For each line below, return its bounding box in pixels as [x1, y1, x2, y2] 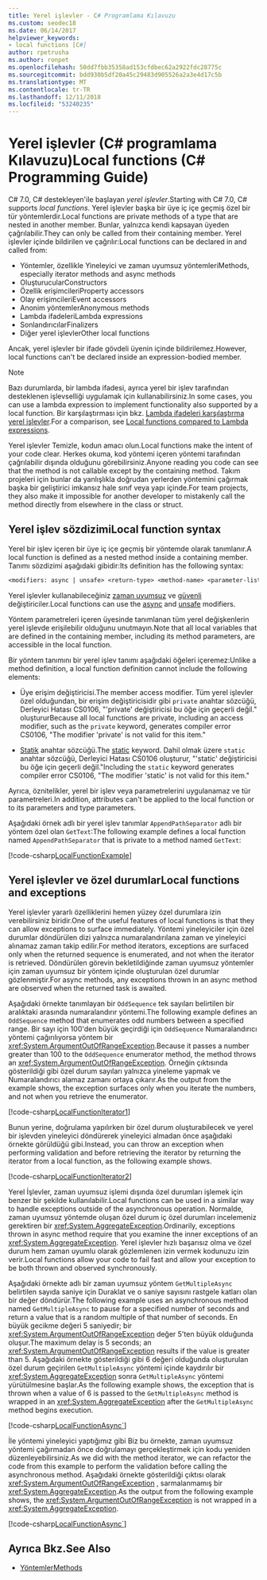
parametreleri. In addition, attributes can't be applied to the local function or [8, 794, 254, 804]
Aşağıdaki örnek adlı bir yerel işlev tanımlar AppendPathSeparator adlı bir [8, 818, 242, 828]
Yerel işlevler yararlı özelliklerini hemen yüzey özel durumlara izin [8, 907, 221, 917]
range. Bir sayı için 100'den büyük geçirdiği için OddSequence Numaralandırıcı [8, 1023, 257, 1034]
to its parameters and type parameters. [8, 802, 137, 812]
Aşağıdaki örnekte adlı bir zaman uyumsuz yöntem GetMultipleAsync [8, 1278, 233, 1288]
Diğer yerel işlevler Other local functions [19, 328, 150, 338]
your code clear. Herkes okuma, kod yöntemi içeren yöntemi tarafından [8, 449, 241, 459]
